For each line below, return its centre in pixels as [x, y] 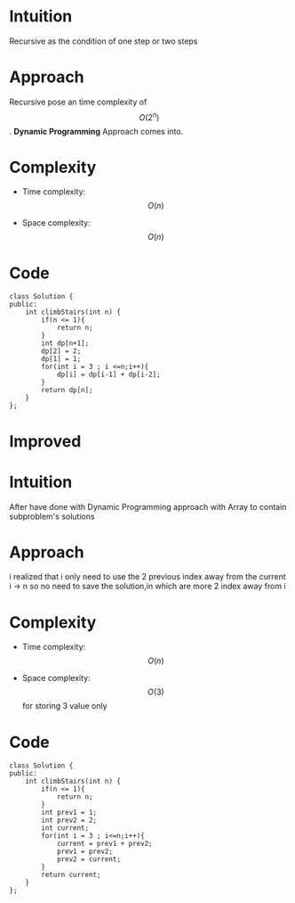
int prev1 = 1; [69, 813]
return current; [71, 875]
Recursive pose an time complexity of [78, 102]
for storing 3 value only [64, 706]
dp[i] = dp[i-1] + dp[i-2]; [109, 375]
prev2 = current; [89, 859]
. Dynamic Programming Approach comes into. [96, 131]
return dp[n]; [67, 390]
